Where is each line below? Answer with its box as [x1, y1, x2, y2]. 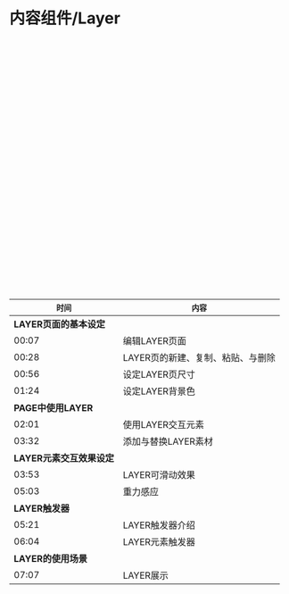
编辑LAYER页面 [122, 334, 187, 347]
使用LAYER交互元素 [122, 418, 205, 431]
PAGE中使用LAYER [13, 401, 94, 414]
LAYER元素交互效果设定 [13, 452, 114, 464]
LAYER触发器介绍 [122, 519, 196, 531]
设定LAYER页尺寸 [122, 368, 196, 381]
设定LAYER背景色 [122, 385, 196, 397]
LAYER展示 [122, 569, 169, 581]
